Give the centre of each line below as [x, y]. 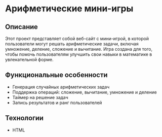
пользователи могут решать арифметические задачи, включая [72, 44]
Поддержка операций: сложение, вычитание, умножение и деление [84, 92]
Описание [21, 27]
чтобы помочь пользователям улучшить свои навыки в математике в [79, 54]
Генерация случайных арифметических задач [61, 87]
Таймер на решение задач [40, 97]
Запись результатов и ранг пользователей [57, 103]
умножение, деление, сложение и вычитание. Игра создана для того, [79, 49]
